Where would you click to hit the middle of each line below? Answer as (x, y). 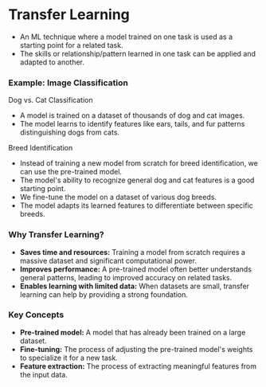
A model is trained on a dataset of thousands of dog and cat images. (132, 115)
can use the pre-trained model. (70, 172)
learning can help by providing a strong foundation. (104, 294)
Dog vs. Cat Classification (51, 100)
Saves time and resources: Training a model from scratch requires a (132, 252)
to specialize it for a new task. (68, 358)
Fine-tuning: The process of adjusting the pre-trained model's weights (136, 349)
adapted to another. (52, 62)
